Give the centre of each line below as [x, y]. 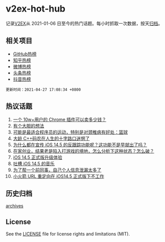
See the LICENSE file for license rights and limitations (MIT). [68, 234]
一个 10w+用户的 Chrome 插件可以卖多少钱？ [60, 119]
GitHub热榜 [25, 54]
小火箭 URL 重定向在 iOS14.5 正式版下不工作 [59, 176]
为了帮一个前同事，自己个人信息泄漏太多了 [57, 170]
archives [15, 206]
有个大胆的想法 [28, 126]
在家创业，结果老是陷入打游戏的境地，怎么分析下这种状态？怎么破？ [84, 151]
